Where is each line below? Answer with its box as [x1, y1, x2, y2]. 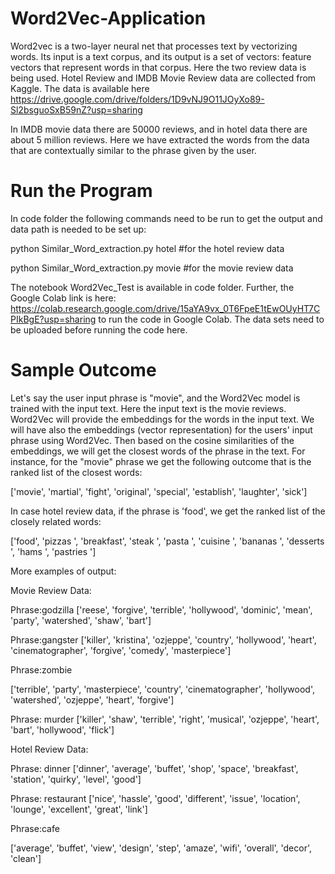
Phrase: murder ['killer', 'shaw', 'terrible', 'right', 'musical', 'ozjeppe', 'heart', [10, 713, 320, 725]
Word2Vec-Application [10, 7, 207, 30]
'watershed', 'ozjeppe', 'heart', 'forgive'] [10, 693, 175, 706]
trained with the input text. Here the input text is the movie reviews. [10, 402, 287, 414]
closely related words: [10, 515, 102, 527]
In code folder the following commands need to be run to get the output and [10, 212, 323, 224]
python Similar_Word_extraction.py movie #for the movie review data [10, 262, 294, 274]
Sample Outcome [10, 359, 157, 382]
